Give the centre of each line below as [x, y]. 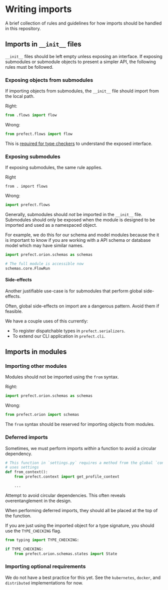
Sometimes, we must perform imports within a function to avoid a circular [81, 448]
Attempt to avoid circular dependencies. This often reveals [65, 495]
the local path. [20, 96]
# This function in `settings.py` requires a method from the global [79, 463]
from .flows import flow [31, 115]
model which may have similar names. [44, 245]
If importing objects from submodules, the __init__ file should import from [82, 91]
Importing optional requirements [45, 566]
